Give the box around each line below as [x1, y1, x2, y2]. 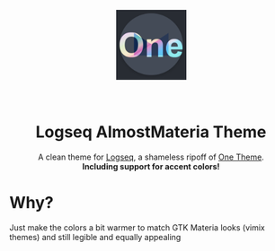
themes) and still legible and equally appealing [9, 231, 182, 242]
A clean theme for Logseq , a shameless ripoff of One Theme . [37, 151, 265, 162]
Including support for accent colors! [82, 160, 220, 171]
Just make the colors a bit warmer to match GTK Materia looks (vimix [9, 221, 265, 233]
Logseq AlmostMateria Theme [35, 122, 267, 143]
